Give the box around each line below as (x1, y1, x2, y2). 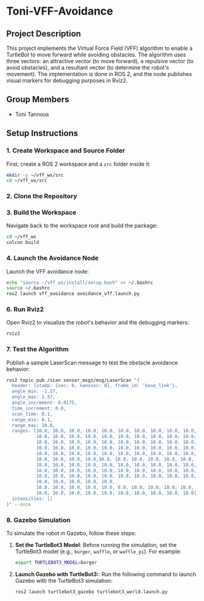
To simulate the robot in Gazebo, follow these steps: (6, 530, 137, 537)
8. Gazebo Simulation (6, 515, 71, 524)
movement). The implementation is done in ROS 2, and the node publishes (6, 70, 192, 77)
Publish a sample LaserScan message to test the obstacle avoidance (6, 359, 178, 366)
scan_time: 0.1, (12, 411, 53, 417)
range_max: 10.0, (12, 422, 56, 428)
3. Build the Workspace (6, 208, 77, 217)
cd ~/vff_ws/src (6, 177, 47, 184)
